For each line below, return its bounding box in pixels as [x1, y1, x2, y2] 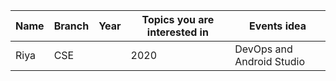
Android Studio [234, 55, 305, 68]
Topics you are [141, 13, 215, 26]
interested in [146, 25, 209, 39]
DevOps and [234, 42, 293, 56]
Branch [53, 19, 90, 33]
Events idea [249, 19, 307, 33]
